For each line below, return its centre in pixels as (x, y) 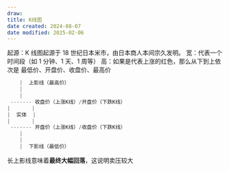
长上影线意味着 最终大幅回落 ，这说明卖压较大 (70, 160)
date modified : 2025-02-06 (46, 32)
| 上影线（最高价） (45, 83)
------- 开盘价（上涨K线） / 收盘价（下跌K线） (68, 127)
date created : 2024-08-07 (44, 26)
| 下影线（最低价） (45, 146)
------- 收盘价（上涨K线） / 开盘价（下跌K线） (68, 102)
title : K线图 (25, 20)
